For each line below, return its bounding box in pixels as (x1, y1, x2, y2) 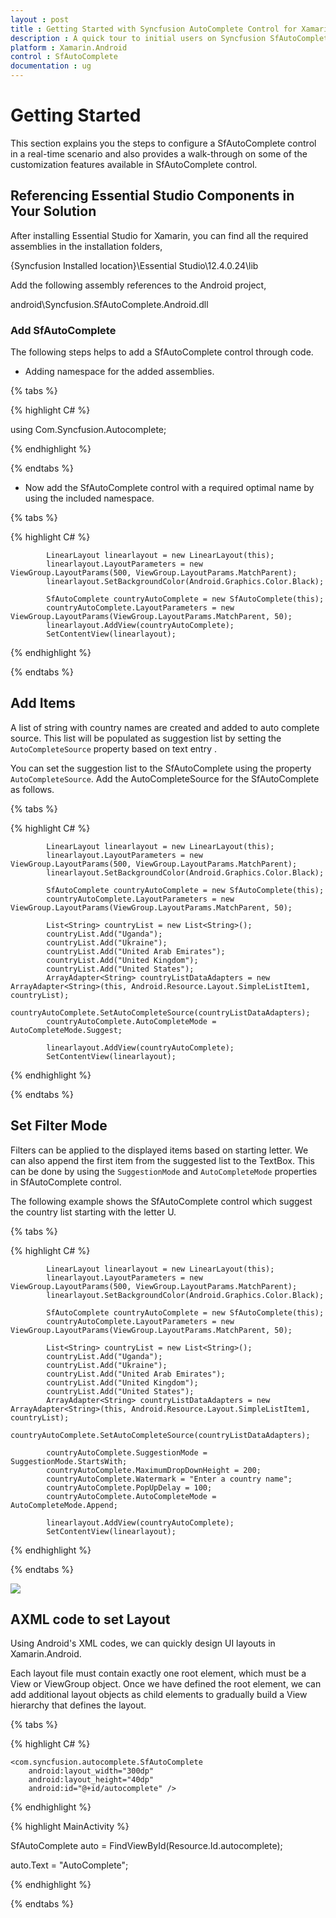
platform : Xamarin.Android (10, 42, 128, 53)
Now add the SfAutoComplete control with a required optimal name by (24, 482, 315, 494)
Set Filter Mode (10, 1117, 108, 1135)
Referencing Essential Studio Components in (10, 187, 295, 205)
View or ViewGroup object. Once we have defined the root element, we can (10, 1678, 322, 1690)
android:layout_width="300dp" (28, 1766, 155, 1776)
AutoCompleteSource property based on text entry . (10, 742, 217, 755)
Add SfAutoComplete (10, 323, 117, 337)
